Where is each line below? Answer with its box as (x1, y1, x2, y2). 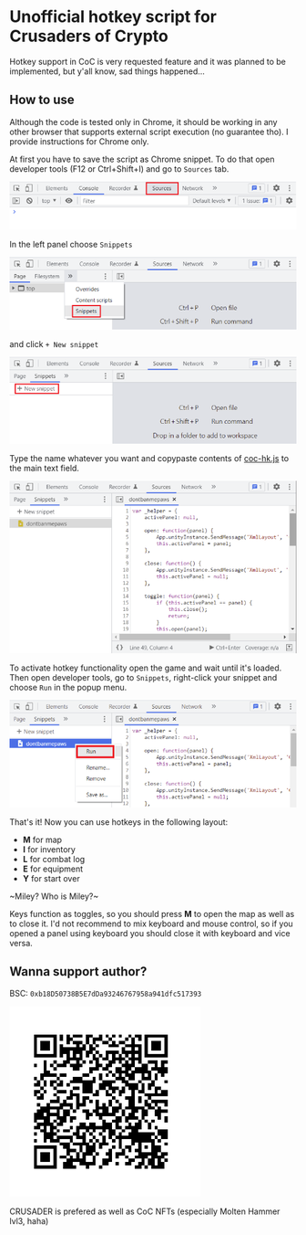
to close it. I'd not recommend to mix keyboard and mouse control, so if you (9, 918, 293, 929)
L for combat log (22, 853, 86, 864)
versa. (9, 937, 34, 948)
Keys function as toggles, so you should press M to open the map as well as (9, 908, 295, 919)
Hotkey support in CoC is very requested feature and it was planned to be (9, 56, 287, 67)
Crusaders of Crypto (9, 26, 168, 47)
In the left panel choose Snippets (9, 238, 133, 249)
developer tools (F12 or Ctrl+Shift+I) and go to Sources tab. (9, 163, 229, 174)
